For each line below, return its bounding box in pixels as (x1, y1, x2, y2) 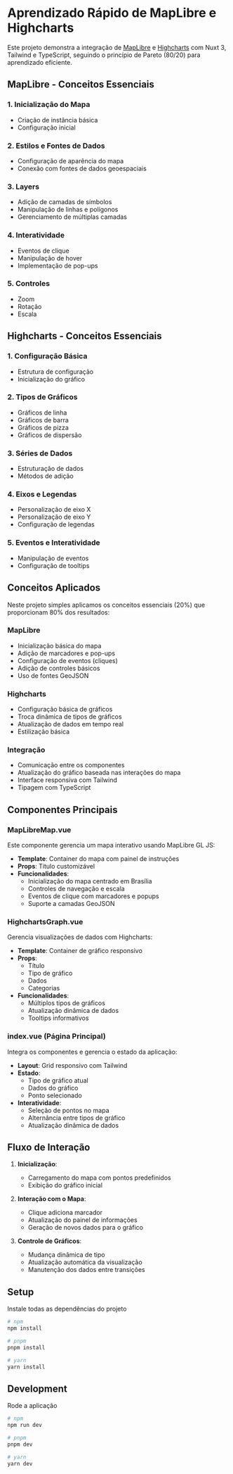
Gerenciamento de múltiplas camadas (17, 213, 128, 221)
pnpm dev (7, 1441, 33, 1448)
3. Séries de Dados (7, 448, 73, 458)
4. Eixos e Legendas (7, 489, 77, 499)
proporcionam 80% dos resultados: (7, 607, 110, 617)
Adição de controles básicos (17, 664, 100, 672)
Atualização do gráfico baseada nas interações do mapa (17, 769, 181, 777)
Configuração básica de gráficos (17, 705, 113, 714)
